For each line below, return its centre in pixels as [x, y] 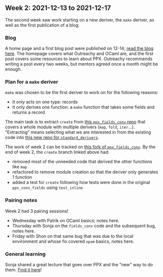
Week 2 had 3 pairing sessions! [37, 211]
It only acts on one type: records [45, 102]
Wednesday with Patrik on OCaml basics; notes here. [66, 220]
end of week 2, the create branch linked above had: [57, 152]
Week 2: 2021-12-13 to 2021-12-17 [58, 8]
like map [20, 167]
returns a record [28, 113]
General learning [25, 254]
